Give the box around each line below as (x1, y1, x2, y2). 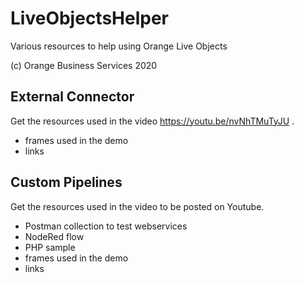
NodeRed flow (24, 230, 85, 242)
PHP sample (24, 241, 76, 253)
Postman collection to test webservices (24, 220, 188, 232)
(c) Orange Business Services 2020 (10, 59, 158, 71)
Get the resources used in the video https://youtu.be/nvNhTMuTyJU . (10, 115, 295, 127)
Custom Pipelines (10, 174, 123, 191)
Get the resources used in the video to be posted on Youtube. (10, 200, 265, 212)
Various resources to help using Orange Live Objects (10, 40, 228, 52)
